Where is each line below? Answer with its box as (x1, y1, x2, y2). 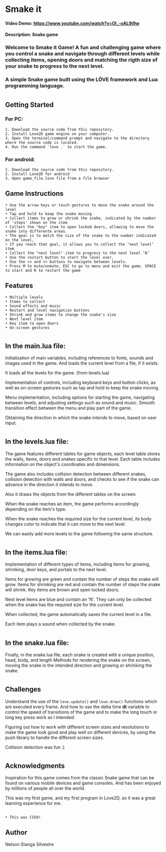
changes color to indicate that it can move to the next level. (5, 521, 126, 527)
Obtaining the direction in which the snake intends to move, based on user (5, 415, 157, 421)
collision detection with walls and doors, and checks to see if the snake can (5, 476, 160, 482)
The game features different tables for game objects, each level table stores (5, 451, 160, 457)
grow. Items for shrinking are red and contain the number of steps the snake (5, 582, 161, 588)
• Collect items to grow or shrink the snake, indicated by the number (5, 216, 156, 221)
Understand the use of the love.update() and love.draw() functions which (5, 698, 158, 704)
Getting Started (5, 101, 54, 109)
